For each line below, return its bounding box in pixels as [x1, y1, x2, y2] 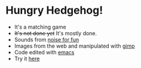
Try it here [14, 55, 40, 62]
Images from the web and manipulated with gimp [14, 42, 135, 50]
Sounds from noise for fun [14, 36, 79, 43]
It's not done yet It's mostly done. [14, 29, 97, 36]
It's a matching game [14, 23, 66, 30]
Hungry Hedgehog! [5, 4, 103, 17]
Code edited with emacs [14, 48, 75, 55]
